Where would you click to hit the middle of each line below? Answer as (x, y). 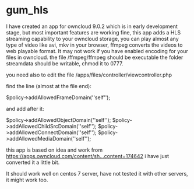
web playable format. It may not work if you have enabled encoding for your (97, 51)
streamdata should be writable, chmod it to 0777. (65, 63)
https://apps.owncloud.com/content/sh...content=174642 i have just (88, 156)
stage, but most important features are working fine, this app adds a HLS (94, 32)
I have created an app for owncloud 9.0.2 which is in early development (92, 26)
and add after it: (25, 108)
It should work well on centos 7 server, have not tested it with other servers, (97, 173)
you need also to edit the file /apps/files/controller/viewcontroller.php (89, 75)
